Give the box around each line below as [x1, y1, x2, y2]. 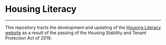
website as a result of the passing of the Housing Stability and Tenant [5, 30, 147, 36]
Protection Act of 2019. [5, 35, 52, 41]
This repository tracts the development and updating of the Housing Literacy [5, 24, 161, 30]
